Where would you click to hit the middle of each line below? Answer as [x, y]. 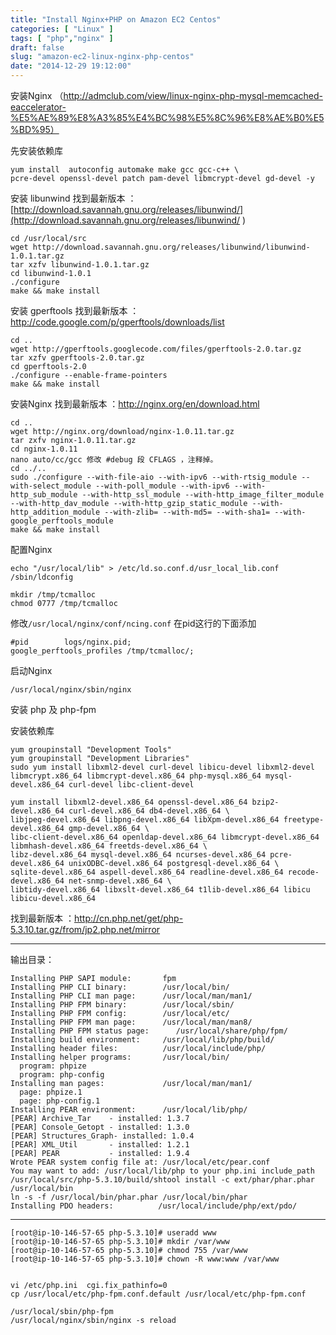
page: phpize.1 [51, 1092]
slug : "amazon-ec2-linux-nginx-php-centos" [102, 57]
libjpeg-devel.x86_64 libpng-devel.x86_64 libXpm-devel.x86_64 [145, 820]
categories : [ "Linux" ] [62, 29]
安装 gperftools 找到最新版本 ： [75, 310]
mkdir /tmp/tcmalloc [53, 595]
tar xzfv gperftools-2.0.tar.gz [77, 358]
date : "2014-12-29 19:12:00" [71, 66]
